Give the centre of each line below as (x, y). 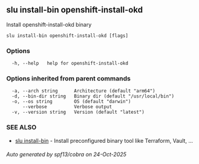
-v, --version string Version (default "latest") (78, 112)
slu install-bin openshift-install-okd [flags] (67, 36)
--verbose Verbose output (67, 107)
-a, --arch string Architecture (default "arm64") (83, 91)
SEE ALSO (21, 128)
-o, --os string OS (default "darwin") (71, 102)
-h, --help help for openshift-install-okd (70, 64)
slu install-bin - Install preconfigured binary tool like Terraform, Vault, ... (104, 140)
